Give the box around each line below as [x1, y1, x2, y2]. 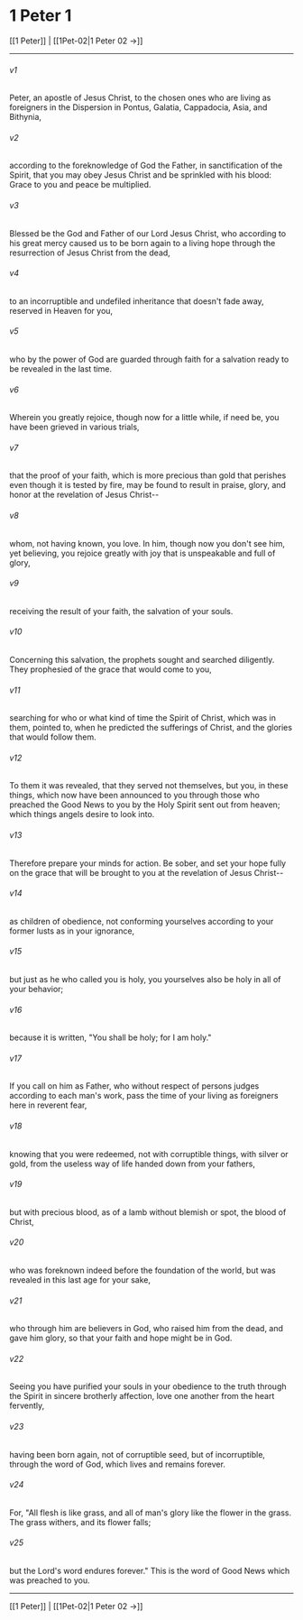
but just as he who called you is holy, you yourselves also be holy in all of [9, 973, 281, 984]
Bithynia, [9, 112, 42, 123]
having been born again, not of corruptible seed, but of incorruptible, [9, 1449, 266, 1459]
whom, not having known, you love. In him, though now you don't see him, [9, 538, 286, 548]
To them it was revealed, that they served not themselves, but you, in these [9, 780, 289, 791]
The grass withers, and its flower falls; [9, 1516, 151, 1527]
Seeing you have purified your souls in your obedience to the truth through [9, 1381, 287, 1392]
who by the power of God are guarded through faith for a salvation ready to [9, 354, 289, 364]
